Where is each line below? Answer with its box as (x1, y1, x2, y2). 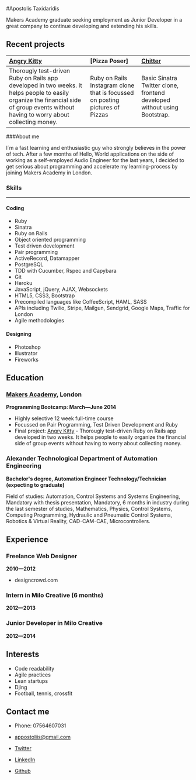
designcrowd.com (14, 576, 58, 584)
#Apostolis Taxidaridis (6, 5, 60, 12)
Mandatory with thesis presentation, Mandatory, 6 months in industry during (6, 499, 190, 506)
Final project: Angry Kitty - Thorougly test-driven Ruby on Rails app (14, 427, 177, 435)
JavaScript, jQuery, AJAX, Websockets (14, 286, 108, 293)
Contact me (6, 706, 50, 716)
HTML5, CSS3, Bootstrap (14, 292, 75, 299)
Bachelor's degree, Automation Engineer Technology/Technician (6, 475, 167, 482)
